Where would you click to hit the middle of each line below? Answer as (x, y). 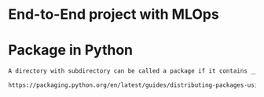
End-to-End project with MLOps (114, 14)
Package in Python (71, 50)
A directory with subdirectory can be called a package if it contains (128, 71)
